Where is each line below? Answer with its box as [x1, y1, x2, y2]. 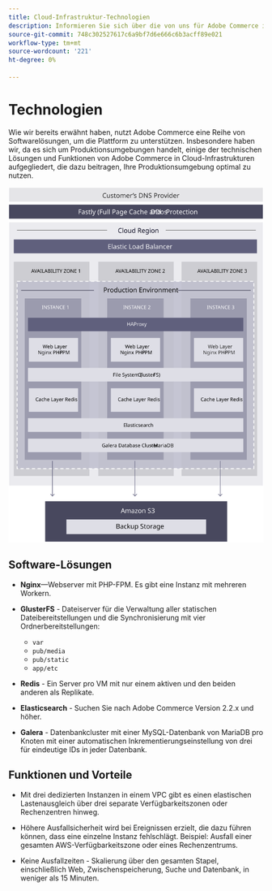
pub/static [32, 655, 70, 664]
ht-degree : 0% [8, 56, 57, 64]
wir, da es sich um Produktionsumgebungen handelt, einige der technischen [8, 145, 262, 154]
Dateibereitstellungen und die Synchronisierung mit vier [19, 612, 206, 622]
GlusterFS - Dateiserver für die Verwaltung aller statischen [19, 603, 217, 613]
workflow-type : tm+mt [8, 39, 82, 47]
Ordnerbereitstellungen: [19, 621, 100, 631]
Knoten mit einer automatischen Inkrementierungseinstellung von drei [19, 736, 253, 746]
